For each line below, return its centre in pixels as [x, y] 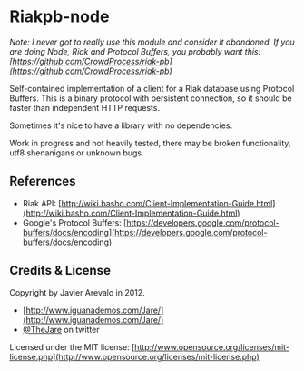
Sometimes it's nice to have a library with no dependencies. [121, 125]
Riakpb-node [59, 17]
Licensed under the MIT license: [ [72, 346]
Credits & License [60, 271]
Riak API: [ [42, 203]
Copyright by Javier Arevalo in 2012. [77, 292]
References [43, 181]
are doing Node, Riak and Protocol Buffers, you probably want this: [135, 51]
